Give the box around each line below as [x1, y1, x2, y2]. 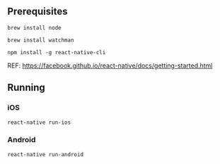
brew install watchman [7, 37, 74, 44]
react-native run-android [7, 151, 83, 158]
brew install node [7, 24, 62, 31]
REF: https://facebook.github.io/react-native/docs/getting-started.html [7, 61, 213, 70]
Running [7, 82, 46, 94]
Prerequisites [7, 6, 68, 18]
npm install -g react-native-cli [7, 49, 106, 56]
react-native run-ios [7, 119, 71, 126]
